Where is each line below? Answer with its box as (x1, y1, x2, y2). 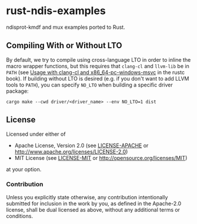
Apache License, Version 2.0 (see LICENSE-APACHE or (14, 142, 149, 149)
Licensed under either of (6, 131, 66, 138)
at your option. (6, 166, 42, 173)
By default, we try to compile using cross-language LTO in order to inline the (6, 56, 191, 63)
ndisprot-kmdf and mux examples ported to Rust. (6, 24, 125, 31)
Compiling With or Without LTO (6, 41, 122, 51)
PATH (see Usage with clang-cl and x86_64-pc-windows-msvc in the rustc (6, 69, 185, 76)
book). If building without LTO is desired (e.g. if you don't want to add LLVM (6, 75, 189, 82)
